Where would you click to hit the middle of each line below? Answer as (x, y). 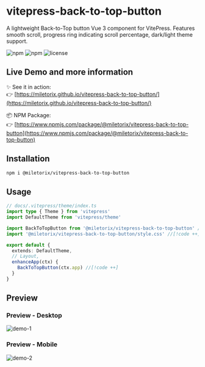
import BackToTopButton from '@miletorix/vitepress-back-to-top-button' (101, 228)
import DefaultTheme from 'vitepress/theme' (64, 217)
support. (17, 41)
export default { (28, 245)
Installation (28, 159)
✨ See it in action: (29, 87)
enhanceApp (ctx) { (35, 262)
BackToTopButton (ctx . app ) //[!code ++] (68, 268)
